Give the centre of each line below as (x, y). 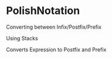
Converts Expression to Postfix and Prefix (56, 49)
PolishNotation (43, 11)
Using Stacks (22, 38)
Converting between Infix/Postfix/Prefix (54, 27)
